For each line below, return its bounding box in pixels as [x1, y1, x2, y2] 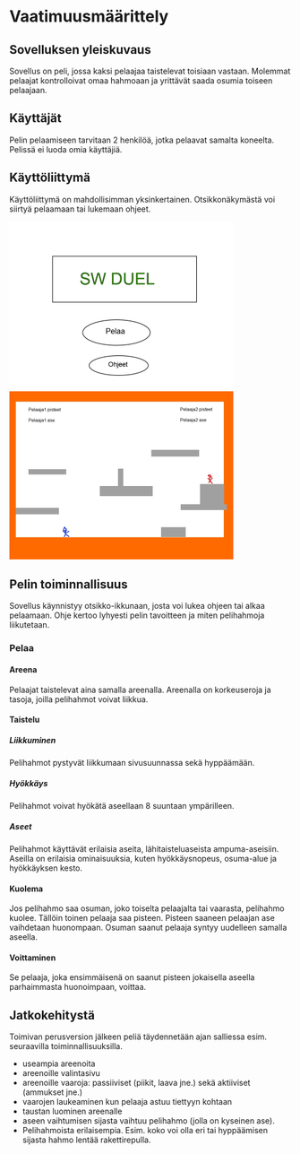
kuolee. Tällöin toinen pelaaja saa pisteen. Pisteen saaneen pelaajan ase [9, 913, 275, 924]
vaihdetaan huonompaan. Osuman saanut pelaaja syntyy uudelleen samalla [9, 922, 287, 933]
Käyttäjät [9, 110, 62, 126]
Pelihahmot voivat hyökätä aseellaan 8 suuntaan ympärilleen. [9, 801, 235, 811]
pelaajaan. [9, 85, 47, 95]
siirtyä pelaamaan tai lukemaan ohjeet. [9, 204, 151, 214]
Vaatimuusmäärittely [9, 6, 169, 27]
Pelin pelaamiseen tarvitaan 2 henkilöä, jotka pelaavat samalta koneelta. [9, 134, 275, 145]
